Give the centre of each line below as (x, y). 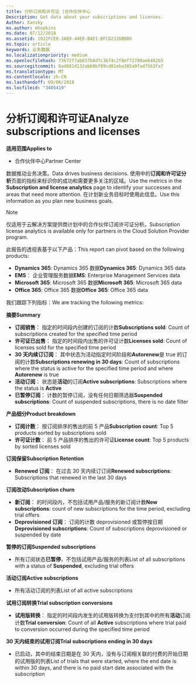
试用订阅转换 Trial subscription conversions (59, 603)
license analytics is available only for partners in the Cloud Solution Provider (98, 231)
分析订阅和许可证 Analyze (68, 119)
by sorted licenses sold (43, 446)
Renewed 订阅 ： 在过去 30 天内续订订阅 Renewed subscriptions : (93, 471)
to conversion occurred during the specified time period (82, 629)
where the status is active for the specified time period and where (94, 368)
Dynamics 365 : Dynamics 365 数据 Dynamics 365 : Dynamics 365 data (100, 268)
